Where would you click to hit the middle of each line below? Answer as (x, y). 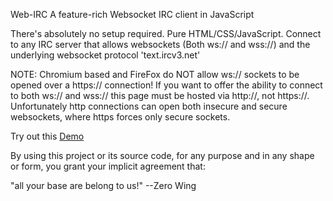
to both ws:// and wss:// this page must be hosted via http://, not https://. (160, 95)
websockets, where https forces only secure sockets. (120, 117)
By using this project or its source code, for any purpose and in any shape (162, 155)
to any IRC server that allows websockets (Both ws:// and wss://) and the (160, 44)
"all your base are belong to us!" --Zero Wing (103, 185)
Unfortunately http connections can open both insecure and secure (149, 106)
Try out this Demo (47, 136)
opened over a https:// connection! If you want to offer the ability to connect (166, 85)
